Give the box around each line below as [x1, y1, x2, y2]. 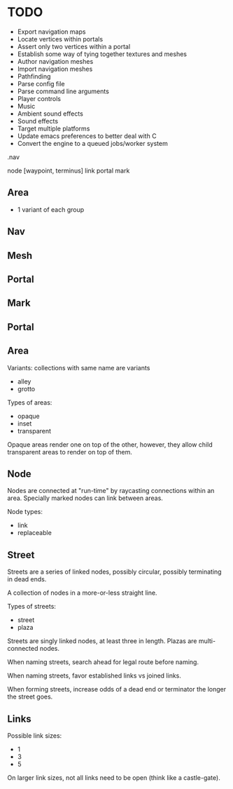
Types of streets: [7, 602, 56, 611]
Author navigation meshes [17, 57, 94, 65]
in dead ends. [7, 575, 47, 584]
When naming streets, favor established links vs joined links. [7, 671, 182, 680]
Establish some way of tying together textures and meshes [17, 50, 188, 58]
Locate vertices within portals [17, 34, 104, 43]
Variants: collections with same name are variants [7, 363, 150, 372]
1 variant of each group [17, 205, 85, 214]
